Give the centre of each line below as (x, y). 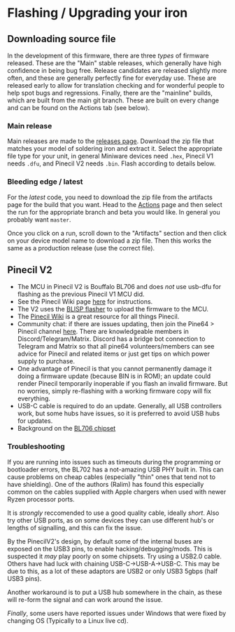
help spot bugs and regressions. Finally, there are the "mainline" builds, (110, 93)
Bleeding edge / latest (45, 182)
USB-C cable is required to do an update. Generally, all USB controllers (120, 406)
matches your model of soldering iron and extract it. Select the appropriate (115, 149)
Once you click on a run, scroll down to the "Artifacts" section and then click (117, 233)
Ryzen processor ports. (41, 499)
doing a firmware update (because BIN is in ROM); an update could (114, 376)
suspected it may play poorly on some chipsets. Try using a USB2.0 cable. (115, 556)
